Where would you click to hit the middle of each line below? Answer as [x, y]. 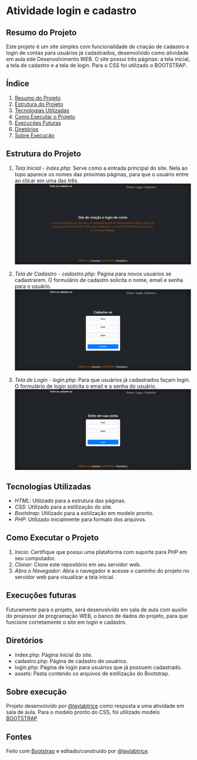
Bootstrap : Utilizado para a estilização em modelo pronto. [84, 513]
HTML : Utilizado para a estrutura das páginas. [70, 501]
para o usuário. [33, 287]
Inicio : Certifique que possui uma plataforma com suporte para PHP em [101, 552]
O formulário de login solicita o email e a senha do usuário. [86, 386]
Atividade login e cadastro [71, 11]
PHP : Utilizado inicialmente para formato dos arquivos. [80, 519]
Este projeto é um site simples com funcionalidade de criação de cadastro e [98, 46]
